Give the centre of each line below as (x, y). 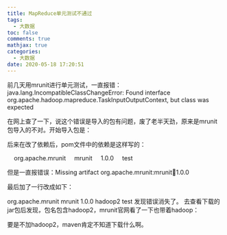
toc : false (23, 33)
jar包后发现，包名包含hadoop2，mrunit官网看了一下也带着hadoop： (103, 210)
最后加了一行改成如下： (40, 186)
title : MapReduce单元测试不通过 (50, 13)
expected (21, 107)
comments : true (29, 39)
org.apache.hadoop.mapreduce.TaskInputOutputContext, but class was (108, 99)
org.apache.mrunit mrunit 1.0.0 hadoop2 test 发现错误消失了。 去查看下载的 (114, 201)
